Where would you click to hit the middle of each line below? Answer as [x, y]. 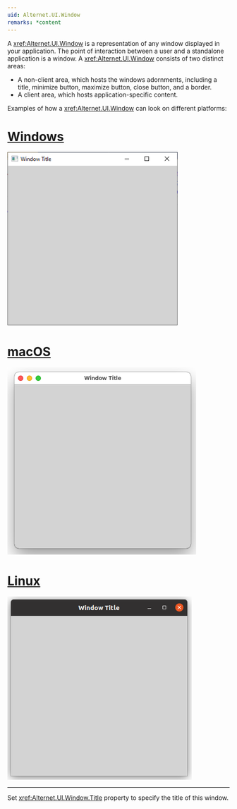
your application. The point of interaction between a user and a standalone [116, 51]
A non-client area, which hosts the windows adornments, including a [117, 79]
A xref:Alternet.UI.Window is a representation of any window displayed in [114, 43]
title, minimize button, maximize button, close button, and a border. [115, 87]
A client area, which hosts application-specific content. [98, 95]
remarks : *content [34, 22]
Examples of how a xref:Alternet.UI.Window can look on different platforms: [117, 108]
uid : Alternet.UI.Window [44, 15]
